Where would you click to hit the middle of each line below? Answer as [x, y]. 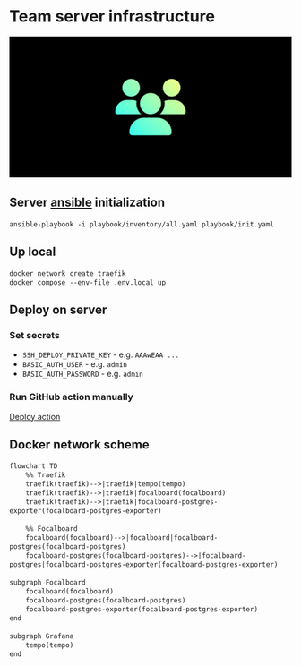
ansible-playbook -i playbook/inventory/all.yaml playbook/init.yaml [142, 224]
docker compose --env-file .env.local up [88, 282]
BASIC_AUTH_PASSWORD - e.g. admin [82, 374]
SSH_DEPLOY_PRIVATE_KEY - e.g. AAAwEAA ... [101, 354]
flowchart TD [34, 466]
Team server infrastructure [112, 17]
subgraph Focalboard [48, 583]
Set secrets [34, 335]
